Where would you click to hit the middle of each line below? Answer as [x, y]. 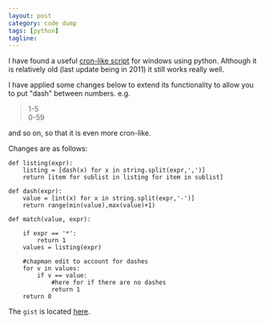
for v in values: [52, 269]
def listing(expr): [41, 164]
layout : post [30, 16]
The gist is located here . [49, 312]
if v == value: [62, 276]
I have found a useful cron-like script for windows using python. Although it [132, 61]
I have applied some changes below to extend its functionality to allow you [131, 85]
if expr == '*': [50, 233]
